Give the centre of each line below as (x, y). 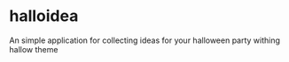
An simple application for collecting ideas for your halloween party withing (145, 40)
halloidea (44, 16)
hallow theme (34, 49)
